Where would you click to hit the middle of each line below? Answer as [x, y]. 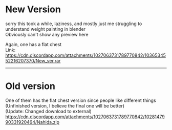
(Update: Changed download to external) [49, 111]
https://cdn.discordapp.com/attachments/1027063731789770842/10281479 [85, 117]
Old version [30, 86]
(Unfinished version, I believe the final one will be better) [65, 105]
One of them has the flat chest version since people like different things [81, 100]
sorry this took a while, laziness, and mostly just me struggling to [74, 24]
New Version [33, 9]
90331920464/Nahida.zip [33, 122]
